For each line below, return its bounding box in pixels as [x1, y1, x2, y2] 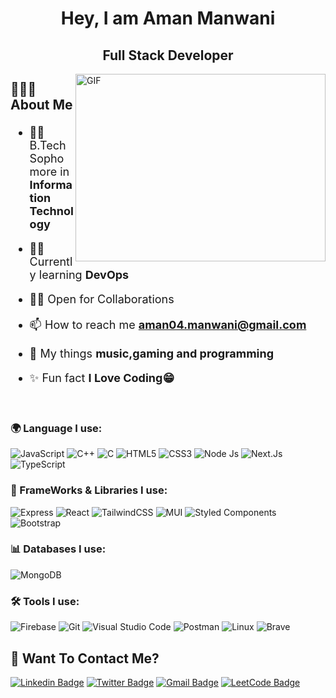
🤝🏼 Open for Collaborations [29, 292, 175, 306]
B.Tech [29, 138, 67, 152]
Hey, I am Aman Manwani [60, 7, 276, 30]
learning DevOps [38, 267, 130, 282]
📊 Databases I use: [10, 542, 107, 556]
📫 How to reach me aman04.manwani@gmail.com [29, 317, 307, 332]
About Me [10, 96, 73, 113]
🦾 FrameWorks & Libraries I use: [10, 483, 168, 497]
